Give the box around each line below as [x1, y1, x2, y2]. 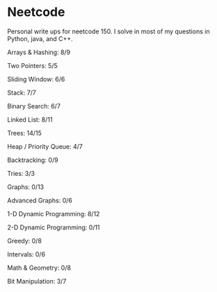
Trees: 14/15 [7, 129, 42, 137]
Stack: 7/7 [7, 88, 37, 97]
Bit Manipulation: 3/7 [7, 277, 67, 285]
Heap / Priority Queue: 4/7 [7, 142, 83, 150]
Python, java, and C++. [7, 34, 73, 42]
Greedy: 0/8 [7, 236, 42, 245]
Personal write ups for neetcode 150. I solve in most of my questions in [7, 27, 210, 35]
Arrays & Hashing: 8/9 [7, 48, 71, 56]
